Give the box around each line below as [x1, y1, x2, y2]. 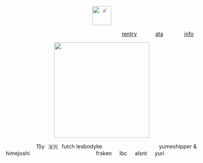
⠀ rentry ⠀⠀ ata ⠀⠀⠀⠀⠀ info [118, 31, 194, 37]
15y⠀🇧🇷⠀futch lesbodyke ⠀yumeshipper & [35, 143, 198, 150]
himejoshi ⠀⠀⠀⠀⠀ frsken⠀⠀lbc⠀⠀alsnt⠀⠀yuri [5, 150, 165, 157]
